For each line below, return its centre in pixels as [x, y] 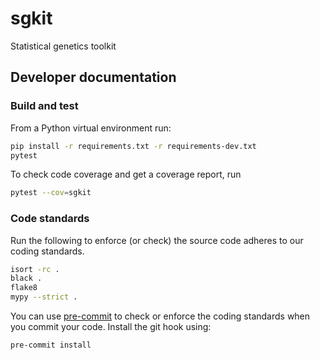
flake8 [24, 288]
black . [26, 278]
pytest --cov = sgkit [51, 193]
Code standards [50, 219]
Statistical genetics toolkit [63, 46]
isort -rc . [35, 269]
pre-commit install [51, 345]
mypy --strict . [44, 297]
